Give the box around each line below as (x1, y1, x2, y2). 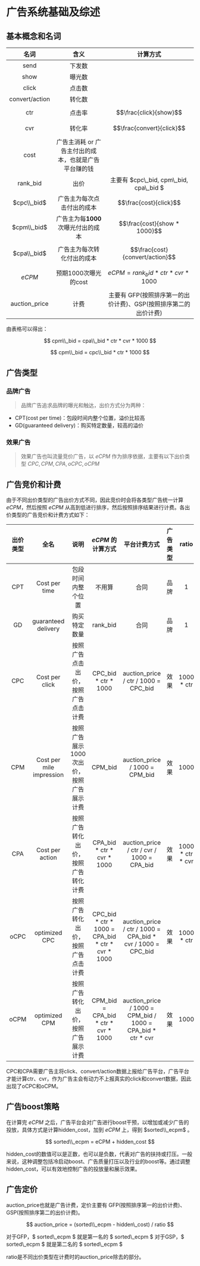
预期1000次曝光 (56, 269, 102, 277)
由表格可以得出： (6, 326, 48, 333)
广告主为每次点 (57, 194, 100, 203)
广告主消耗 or (56, 138, 94, 146)
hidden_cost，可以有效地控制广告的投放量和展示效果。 (6, 1165, 140, 1172)
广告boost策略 (6, 1101, 60, 1112)
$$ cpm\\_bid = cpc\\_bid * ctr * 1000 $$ (50, 349, 150, 356)
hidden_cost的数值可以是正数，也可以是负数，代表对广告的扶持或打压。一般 (6, 1150, 192, 1157)
